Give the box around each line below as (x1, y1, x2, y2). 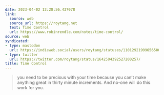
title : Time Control (5, 61, 47, 66)
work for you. (17, 85, 44, 91)
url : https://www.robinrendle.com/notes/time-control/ (9, 30, 123, 34)
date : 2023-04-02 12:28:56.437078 (5, 7, 76, 12)
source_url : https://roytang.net (9, 20, 78, 26)
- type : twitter (5, 52, 38, 57)
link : (5, 12, 16, 16)
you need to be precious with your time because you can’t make (17, 75, 146, 80)
